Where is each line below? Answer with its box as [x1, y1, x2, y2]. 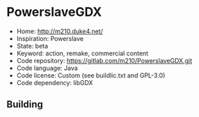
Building [6, 98, 43, 111]
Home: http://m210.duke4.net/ [16, 27, 104, 35]
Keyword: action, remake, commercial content [16, 49, 149, 57]
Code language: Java [16, 64, 78, 72]
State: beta [16, 42, 49, 50]
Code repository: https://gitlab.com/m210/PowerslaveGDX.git [16, 56, 193, 64]
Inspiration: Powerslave [16, 34, 84, 42]
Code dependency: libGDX [16, 78, 93, 87]
